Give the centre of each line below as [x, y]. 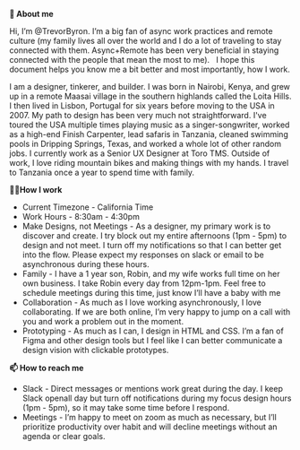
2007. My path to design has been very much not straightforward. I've [138, 115]
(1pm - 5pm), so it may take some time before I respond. [126, 407]
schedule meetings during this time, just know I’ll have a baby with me [151, 293]
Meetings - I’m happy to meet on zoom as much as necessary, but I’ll [150, 417]
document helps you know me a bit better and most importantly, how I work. [150, 69]
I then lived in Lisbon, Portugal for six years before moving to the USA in [142, 106]
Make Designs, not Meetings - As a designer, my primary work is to [146, 226]
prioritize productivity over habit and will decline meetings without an [150, 427]
